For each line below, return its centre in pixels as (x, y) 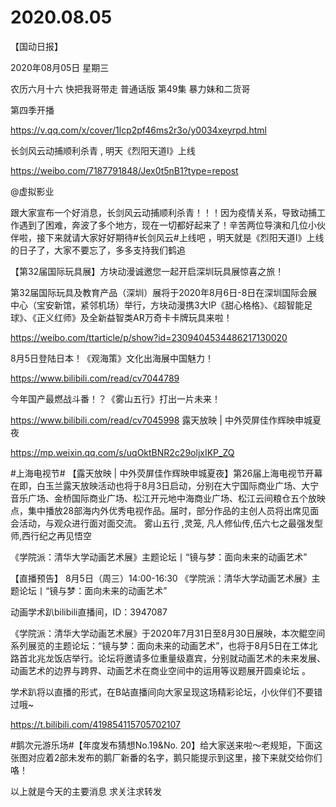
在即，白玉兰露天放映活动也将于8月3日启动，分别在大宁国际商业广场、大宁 (165, 485)
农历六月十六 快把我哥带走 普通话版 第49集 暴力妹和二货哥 (130, 88)
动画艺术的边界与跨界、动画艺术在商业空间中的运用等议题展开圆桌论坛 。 (160, 670)
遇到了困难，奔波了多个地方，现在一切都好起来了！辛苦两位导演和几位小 (167, 225)
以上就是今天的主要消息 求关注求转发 (86, 791)
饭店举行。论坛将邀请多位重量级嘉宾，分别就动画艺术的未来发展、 (189, 658)
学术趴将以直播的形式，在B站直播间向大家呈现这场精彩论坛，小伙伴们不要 (162, 692)
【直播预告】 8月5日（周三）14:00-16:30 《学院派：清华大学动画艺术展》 (161, 578)
